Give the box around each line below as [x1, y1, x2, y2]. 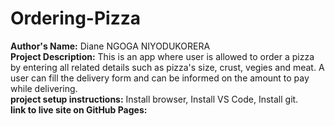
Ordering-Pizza [10, 7, 142, 30]
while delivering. [10, 82, 78, 94]
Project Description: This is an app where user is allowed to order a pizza [10, 50, 315, 62]
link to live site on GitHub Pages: [10, 103, 148, 116]
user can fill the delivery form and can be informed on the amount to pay [10, 72, 310, 84]
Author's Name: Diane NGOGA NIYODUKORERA [10, 40, 211, 52]
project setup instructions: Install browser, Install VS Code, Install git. [10, 93, 299, 105]
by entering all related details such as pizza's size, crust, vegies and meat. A [10, 61, 325, 73]
